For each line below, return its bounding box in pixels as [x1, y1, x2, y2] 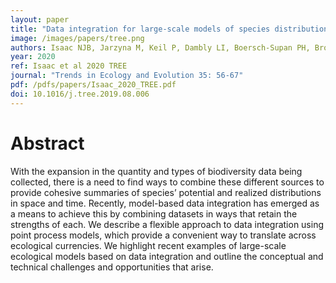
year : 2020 [10, 52, 56, 62]
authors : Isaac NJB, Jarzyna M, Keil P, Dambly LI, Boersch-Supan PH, [10, 42, 311, 53]
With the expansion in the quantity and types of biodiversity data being [10, 165, 303, 177]
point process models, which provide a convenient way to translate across [10, 229, 317, 241]
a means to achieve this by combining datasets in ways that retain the [10, 207, 298, 220]
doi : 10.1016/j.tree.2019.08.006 [10, 89, 150, 99]
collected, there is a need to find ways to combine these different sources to [10, 176, 325, 188]
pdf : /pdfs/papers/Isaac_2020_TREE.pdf [10, 80, 177, 90]
